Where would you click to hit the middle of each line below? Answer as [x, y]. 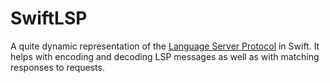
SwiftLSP [49, 18]
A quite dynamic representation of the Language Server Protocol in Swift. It [165, 46]
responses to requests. [57, 67]
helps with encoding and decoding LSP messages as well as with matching [165, 56]
